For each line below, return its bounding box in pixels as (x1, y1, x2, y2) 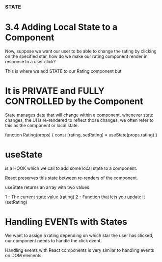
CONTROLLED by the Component (5, 96, 143, 107)
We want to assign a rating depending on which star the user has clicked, (5, 232, 154, 238)
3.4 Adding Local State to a (5, 22, 118, 33)
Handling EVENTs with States (5, 216, 128, 227)
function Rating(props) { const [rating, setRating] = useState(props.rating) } (5, 131, 158, 138)
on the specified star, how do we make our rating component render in (5, 53, 148, 59)
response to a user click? (5, 58, 56, 64)
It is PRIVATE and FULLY (5, 85, 105, 97)
